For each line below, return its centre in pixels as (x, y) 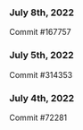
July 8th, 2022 (41, 13)
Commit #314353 (41, 74)
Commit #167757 (40, 32)
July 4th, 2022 (42, 98)
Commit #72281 (38, 117)
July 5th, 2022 (41, 56)
